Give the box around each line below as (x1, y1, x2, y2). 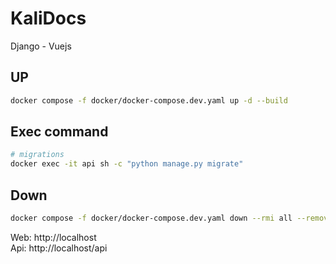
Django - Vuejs (10, 40, 72, 52)
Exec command (10, 123, 109, 141)
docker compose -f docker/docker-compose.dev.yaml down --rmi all (10, 213, 293, 223)
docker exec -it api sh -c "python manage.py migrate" (10, 159, 244, 169)
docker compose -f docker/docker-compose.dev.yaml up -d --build (10, 95, 288, 106)
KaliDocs (10, 7, 87, 30)
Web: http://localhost (10, 231, 97, 243)
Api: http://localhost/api (10, 242, 108, 254)
